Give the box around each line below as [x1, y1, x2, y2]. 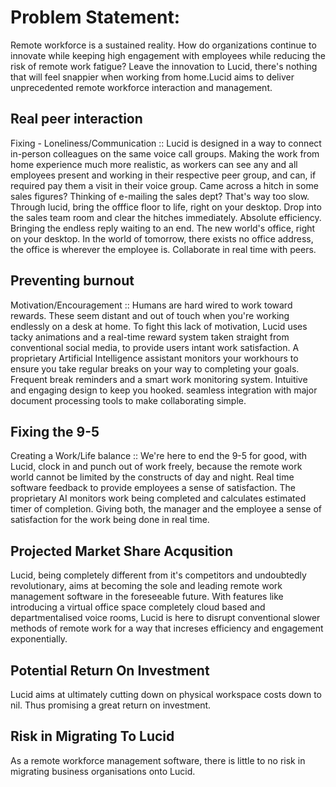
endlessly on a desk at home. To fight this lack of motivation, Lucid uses [10, 320, 308, 332]
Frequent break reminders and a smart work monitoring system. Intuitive [10, 373, 308, 385]
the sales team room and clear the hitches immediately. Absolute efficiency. [10, 211, 322, 223]
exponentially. [10, 633, 68, 645]
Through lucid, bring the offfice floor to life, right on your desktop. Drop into [10, 201, 322, 213]
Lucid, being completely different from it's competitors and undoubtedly [10, 569, 307, 581]
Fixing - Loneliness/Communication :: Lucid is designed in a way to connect [10, 137, 322, 149]
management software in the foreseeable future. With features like [10, 591, 284, 603]
